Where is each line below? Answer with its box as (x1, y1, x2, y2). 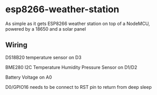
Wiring (5, 41, 28, 50)
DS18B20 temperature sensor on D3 (5, 54, 82, 60)
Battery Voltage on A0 (5, 74, 52, 80)
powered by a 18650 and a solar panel (5, 26, 86, 32)
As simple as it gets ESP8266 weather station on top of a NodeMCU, (5, 20, 150, 27)
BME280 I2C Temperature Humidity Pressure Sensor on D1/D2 (5, 64, 138, 70)
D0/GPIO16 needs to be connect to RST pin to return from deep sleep (5, 84, 152, 90)
